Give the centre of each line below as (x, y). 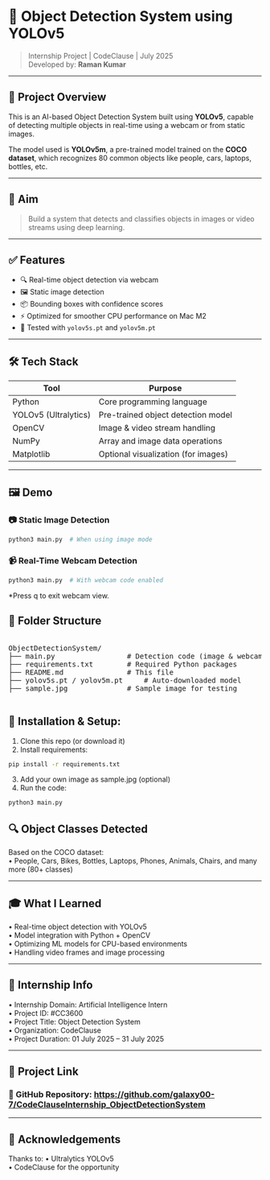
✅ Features (37, 260)
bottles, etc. (28, 166)
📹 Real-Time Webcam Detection (73, 560)
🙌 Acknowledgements (65, 1139)
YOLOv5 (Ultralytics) (51, 415)
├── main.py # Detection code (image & (121, 656)
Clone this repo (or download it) (73, 741)
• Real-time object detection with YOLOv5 (78, 926)
